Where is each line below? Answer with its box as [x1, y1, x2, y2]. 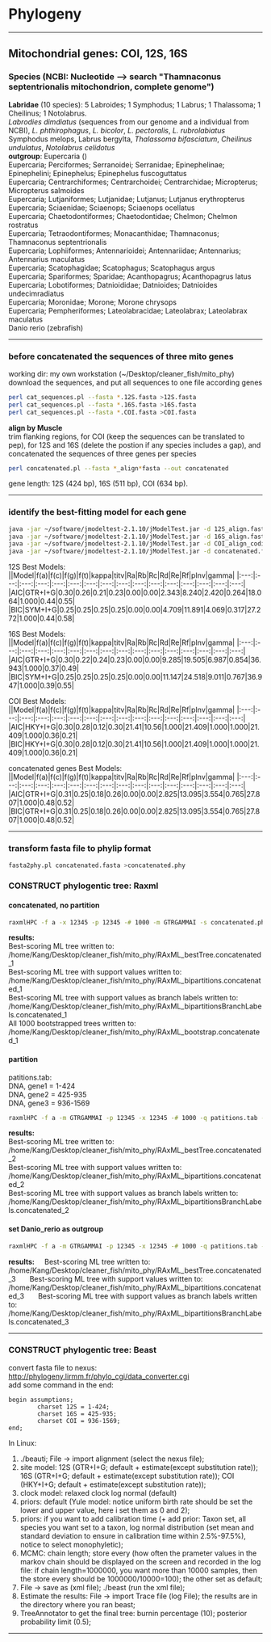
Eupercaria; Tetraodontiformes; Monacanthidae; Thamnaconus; [8, 228, 219, 238]
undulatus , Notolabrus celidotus [8, 142, 115, 152]
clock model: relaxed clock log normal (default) [19, 1488, 177, 1497]
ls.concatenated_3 [8, 1316, 69, 1326]
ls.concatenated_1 [8, 1010, 67, 1020]
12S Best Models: [8, 562, 66, 572]
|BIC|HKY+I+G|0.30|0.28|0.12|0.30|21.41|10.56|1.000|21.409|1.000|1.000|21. [8, 739, 260, 749]
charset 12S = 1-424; [37, 1403, 110, 1411]
